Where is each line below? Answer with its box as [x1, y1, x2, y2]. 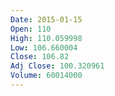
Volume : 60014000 [10, 71, 83, 81]
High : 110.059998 [10, 33, 83, 43]
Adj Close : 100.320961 [10, 61, 105, 71]
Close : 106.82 [10, 52, 70, 62]
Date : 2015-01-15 [10, 14, 83, 25]
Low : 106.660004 [10, 42, 78, 53]
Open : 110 [10, 24, 52, 34]
